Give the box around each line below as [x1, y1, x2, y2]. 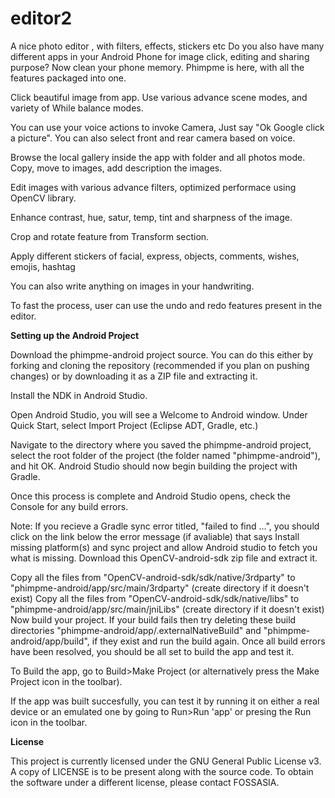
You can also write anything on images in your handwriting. [10, 280, 255, 292]
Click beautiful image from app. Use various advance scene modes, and [10, 91, 308, 103]
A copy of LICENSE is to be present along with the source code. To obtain [10, 765, 314, 777]
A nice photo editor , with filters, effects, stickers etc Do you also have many [10, 40, 325, 52]
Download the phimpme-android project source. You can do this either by [10, 348, 314, 361]
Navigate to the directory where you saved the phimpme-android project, [10, 438, 312, 451]
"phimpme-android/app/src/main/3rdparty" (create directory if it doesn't [10, 582, 310, 594]
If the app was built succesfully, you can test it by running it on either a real [10, 695, 320, 707]
